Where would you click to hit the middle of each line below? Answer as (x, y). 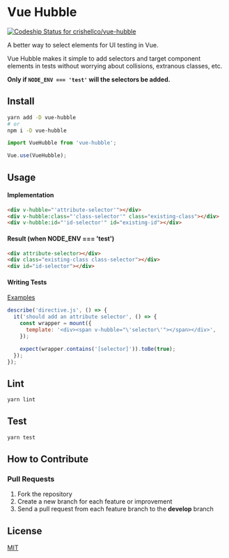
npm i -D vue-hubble (37, 130)
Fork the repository (45, 494)
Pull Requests (31, 479)
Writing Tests (27, 282)
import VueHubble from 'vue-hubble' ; (62, 143)
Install (21, 101)
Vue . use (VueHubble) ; (37, 156)
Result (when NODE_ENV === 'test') (61, 239)
